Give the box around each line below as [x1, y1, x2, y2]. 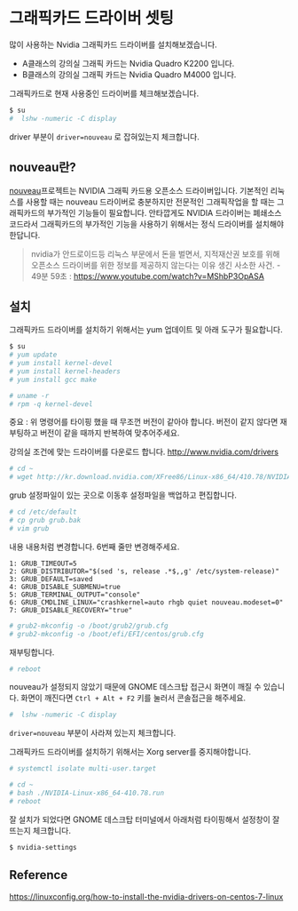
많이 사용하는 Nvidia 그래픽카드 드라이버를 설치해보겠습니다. [9, 39, 217, 50]
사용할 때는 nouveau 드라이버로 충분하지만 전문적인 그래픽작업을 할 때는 [25, 196, 275, 207]
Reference [9, 867, 68, 883]
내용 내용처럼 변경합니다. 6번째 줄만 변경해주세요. [9, 541, 180, 552]
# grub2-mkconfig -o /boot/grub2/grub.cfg [9, 621, 169, 630]
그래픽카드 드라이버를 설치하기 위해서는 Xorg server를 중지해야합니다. [9, 747, 251, 757]
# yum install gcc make [9, 375, 98, 384]
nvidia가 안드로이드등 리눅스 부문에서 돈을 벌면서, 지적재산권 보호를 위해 [30, 248, 280, 259]
